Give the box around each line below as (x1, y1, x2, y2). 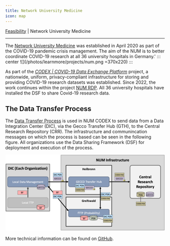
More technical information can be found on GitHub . (5, 235, 114, 241)
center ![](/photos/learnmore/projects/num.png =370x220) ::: (5, 59, 133, 65)
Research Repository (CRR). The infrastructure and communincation (5, 129, 148, 135)
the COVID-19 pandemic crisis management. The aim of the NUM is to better (5, 48, 165, 54)
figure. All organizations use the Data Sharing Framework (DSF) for (5, 139, 145, 145)
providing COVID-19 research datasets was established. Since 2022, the (5, 79, 156, 85)
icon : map (5, 13, 26, 19)
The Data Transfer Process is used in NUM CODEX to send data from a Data (5, 118, 164, 124)
